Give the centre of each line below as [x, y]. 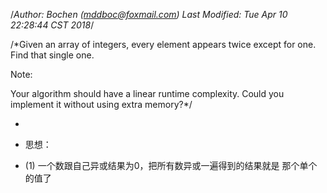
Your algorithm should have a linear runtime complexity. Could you [147, 93]
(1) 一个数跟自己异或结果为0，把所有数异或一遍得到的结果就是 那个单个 [171, 165]
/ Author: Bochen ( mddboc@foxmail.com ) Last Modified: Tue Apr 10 [149, 14]
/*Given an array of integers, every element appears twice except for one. [163, 44]
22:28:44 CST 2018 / [52, 25]
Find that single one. [52, 55]
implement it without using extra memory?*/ [101, 104]
